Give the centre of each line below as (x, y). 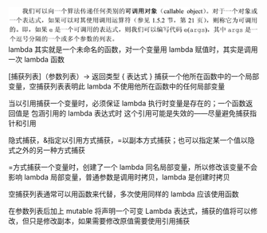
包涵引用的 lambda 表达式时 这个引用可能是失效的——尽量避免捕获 (140, 113)
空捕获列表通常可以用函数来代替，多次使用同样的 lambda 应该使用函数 (124, 194)
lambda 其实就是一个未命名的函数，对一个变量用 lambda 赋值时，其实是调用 (133, 49)
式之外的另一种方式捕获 (47, 150)
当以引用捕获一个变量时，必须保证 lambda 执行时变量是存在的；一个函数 (127, 103)
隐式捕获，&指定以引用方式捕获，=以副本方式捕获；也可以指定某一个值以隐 (132, 140)
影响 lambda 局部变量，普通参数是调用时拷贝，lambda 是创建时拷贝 (119, 177)
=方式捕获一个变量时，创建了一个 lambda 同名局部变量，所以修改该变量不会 (133, 167)
